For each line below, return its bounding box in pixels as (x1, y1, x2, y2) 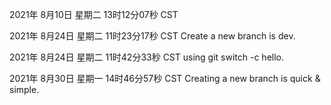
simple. (9, 84, 40, 95)
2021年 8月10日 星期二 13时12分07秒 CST (9, 9, 179, 20)
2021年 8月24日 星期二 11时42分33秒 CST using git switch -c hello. (9, 51, 285, 63)
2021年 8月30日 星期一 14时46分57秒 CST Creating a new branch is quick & (9, 73, 321, 84)
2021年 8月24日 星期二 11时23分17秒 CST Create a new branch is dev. (9, 30, 296, 42)
